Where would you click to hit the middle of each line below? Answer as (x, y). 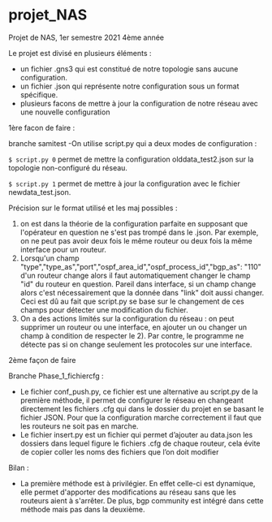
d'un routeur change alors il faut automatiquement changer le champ (135, 275)
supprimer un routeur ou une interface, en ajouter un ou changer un (134, 327)
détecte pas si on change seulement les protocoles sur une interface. (136, 344)
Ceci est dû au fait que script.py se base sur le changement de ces (132, 301)
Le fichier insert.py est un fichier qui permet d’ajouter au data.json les (136, 434)
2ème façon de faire (42, 360)
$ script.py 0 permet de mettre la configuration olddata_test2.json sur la (131, 159)
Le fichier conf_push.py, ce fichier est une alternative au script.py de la (139, 391)
